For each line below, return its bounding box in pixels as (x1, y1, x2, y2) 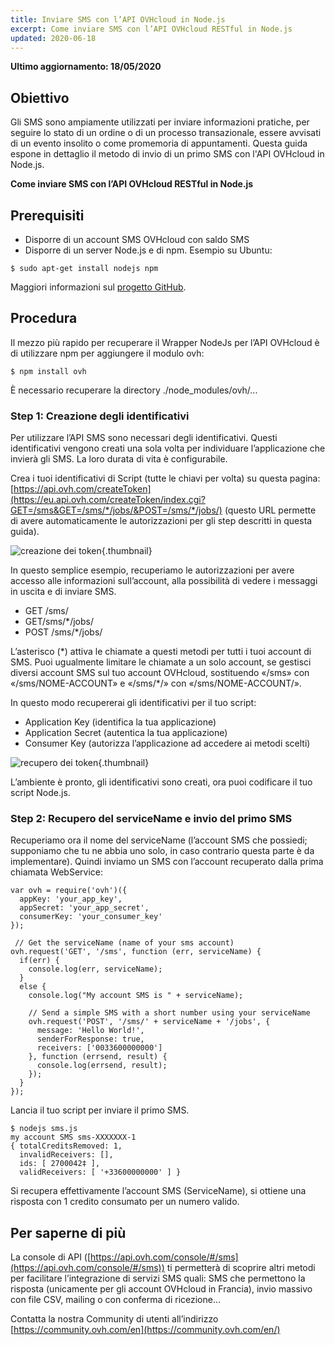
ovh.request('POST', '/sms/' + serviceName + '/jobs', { (28, 1017, 271, 1027)
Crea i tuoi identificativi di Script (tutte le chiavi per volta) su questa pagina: (10, 472, 321, 485)
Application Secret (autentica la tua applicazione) (24, 727, 228, 739)
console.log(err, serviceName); (28, 964, 163, 975)
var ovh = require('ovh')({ (10, 886, 128, 896)
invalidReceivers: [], (19, 1150, 114, 1160)
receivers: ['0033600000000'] (36, 1043, 163, 1053)
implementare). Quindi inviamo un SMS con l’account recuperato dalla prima (10, 856, 324, 868)
